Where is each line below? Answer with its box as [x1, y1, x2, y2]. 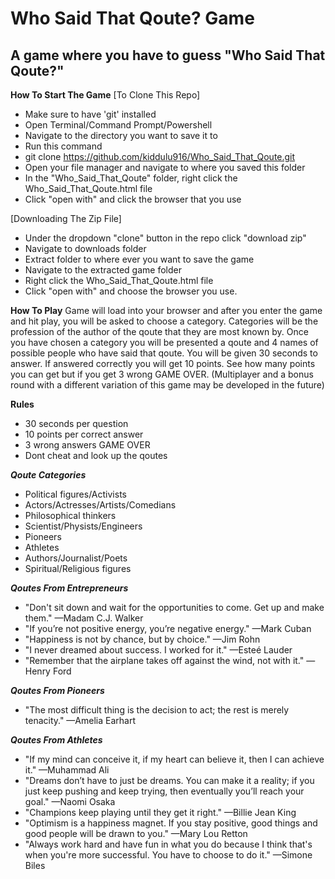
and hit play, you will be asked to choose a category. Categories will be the [10, 315, 319, 327]
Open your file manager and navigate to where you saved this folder [24, 162, 306, 173]
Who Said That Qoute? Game [10, 7, 255, 30]
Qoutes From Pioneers [10, 685, 105, 696]
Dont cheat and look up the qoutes [24, 450, 168, 461]
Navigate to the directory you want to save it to [24, 130, 218, 141]
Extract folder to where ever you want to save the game [24, 253, 255, 265]
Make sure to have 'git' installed [24, 108, 157, 120]
